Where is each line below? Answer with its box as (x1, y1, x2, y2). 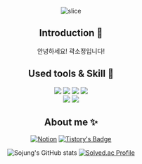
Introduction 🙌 (39, 27, 103, 39)
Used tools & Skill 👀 (27, 68, 115, 80)
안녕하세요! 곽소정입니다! (37, 47, 105, 55)
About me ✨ (44, 117, 98, 129)
